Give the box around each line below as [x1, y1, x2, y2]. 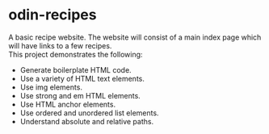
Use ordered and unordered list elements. [19, 107, 159, 118]
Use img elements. [19, 82, 83, 92]
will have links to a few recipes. [8, 40, 112, 50]
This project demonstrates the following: [8, 49, 143, 59]
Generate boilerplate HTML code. [19, 65, 132, 74]
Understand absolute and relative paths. [19, 116, 154, 126]
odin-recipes [8, 6, 97, 24]
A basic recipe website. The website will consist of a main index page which [8, 32, 262, 42]
